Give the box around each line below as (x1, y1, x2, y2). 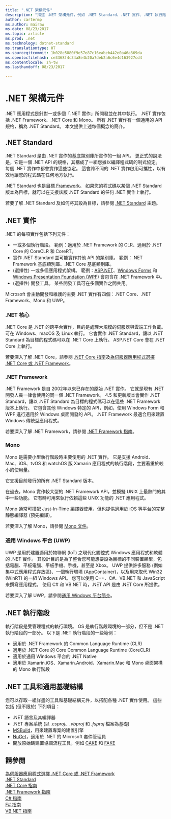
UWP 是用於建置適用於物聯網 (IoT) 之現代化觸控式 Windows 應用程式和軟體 (5, 549, 163, 555)
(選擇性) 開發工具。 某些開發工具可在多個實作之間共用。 (12, 280, 130, 286)
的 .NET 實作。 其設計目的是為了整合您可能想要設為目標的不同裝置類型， (5, 556, 158, 562)
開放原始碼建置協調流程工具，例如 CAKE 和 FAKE (12, 740, 116, 746)
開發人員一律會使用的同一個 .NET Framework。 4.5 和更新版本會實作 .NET (5, 392, 160, 398)
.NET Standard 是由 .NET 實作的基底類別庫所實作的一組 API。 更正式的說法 (5, 152, 162, 158)
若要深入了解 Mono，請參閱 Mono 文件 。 (5, 522, 92, 529)
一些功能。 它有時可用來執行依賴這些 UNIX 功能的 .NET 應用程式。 (9, 494, 149, 501)
